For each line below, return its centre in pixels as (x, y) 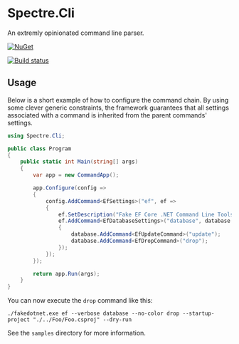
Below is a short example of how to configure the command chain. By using (118, 100)
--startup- (198, 314)
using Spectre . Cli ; (36, 136)
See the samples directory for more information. (76, 333)
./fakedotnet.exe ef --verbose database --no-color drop (94, 314)
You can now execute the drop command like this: (80, 301)
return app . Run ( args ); (67, 273)
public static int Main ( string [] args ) (79, 162)
